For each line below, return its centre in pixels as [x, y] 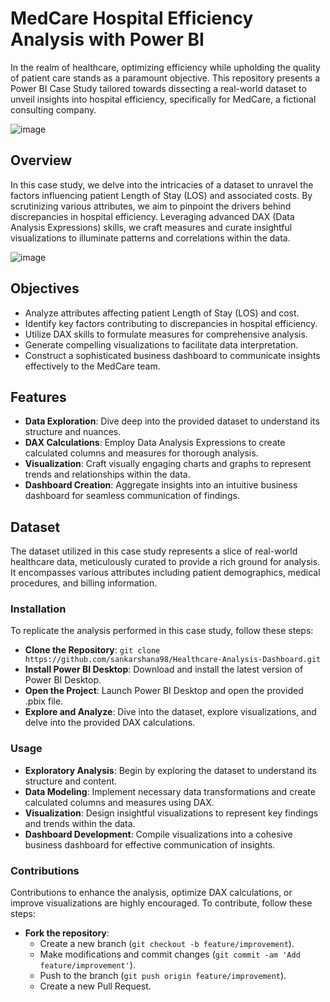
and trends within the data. [80, 823]
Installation [38, 609]
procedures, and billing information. [84, 583]
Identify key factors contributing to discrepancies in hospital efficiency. [171, 323]
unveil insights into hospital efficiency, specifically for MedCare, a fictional [163, 99]
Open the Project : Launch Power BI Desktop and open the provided [164, 691]
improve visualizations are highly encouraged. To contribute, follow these [161, 903]
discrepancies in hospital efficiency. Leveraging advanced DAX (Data [152, 216]
